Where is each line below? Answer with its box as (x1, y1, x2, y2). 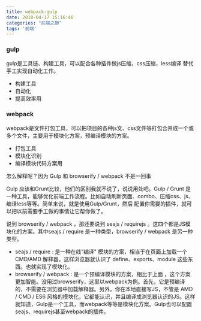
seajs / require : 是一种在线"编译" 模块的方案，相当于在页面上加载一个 (14, 248, 188, 255)
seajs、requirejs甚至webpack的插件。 (14, 308, 109, 315)
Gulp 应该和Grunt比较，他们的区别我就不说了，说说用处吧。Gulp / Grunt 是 (6, 185, 191, 192)
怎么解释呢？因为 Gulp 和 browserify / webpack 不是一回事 (6, 172, 152, 180)
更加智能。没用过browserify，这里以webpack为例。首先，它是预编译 (14, 278, 185, 285)
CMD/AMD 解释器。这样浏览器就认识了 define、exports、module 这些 (14, 255, 188, 262)
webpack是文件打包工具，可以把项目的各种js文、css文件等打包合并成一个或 (6, 124, 194, 132)
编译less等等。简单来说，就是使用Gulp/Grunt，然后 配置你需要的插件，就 (6, 200, 187, 207)
